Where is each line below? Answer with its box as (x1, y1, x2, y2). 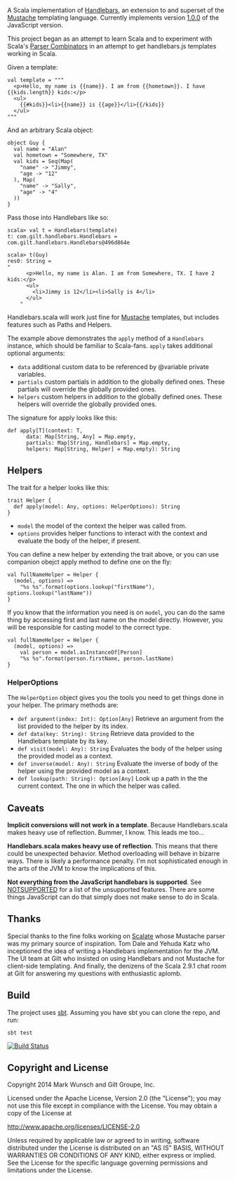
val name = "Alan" (13, 145, 68, 153)
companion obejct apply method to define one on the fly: (7, 557, 172, 566)
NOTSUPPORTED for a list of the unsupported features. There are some (7, 885, 215, 893)
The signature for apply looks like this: (7, 414, 118, 422)
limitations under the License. (7, 1166, 93, 1174)
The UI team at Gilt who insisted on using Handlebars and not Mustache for (7, 954, 225, 962)
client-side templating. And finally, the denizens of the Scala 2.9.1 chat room (7, 961, 227, 970)
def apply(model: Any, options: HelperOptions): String (13, 503, 180, 510)
